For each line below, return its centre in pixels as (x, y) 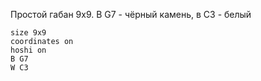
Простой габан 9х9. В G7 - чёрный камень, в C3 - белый (131, 14)
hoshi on (28, 50)
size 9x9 (28, 33)
